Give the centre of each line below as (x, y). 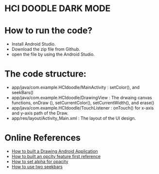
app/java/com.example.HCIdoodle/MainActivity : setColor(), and (76, 87)
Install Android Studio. (34, 44)
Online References (43, 138)
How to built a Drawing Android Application (55, 151)
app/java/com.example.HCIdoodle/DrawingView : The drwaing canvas (82, 98)
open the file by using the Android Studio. (53, 54)
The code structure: (46, 74)
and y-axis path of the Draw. (40, 113)
